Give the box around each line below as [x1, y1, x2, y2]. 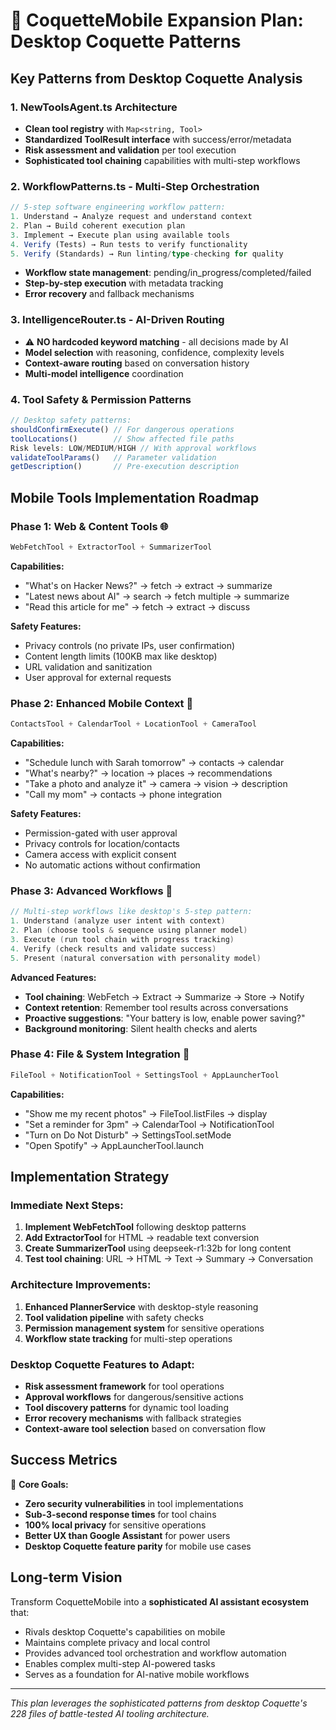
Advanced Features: [10, 971, 97, 983]
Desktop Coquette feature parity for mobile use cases [24, 1540, 252, 1552]
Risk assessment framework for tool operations [24, 1380, 225, 1392]
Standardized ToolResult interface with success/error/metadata [24, 133, 292, 145]
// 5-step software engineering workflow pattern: [10, 202, 226, 213]
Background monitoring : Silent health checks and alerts [24, 1022, 258, 1034]
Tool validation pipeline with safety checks [24, 1311, 205, 1323]
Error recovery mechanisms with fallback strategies [24, 1412, 242, 1424]
